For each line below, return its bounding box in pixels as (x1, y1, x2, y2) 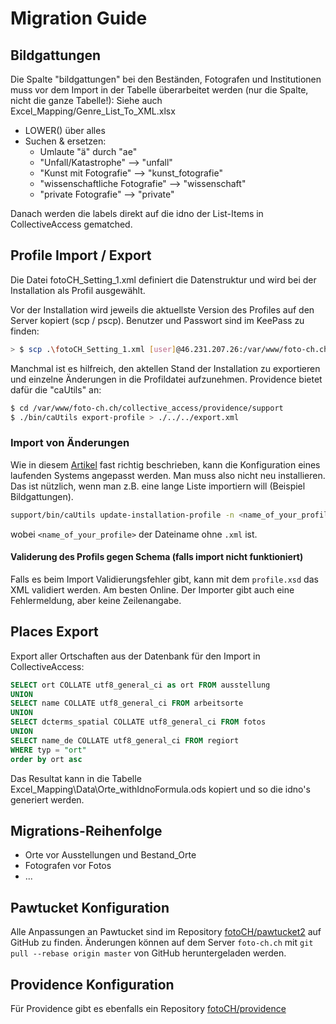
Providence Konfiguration (10, 976, 175, 993)
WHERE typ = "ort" (10, 745, 87, 755)
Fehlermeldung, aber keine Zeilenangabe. (10, 594, 182, 606)
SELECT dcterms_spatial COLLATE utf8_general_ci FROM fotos (10, 717, 267, 727)
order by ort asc (10, 754, 83, 764)
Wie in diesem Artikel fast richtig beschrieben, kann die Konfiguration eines (10, 458, 321, 471)
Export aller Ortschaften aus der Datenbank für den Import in (10, 650, 261, 662)
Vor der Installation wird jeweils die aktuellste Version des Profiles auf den (10, 303, 315, 316)
